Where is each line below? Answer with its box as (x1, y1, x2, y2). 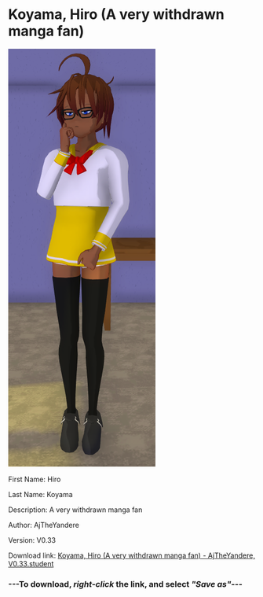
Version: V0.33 (8, 535, 57, 544)
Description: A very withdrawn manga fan (8, 505, 143, 514)
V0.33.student (8, 558, 54, 568)
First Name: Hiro (8, 474, 61, 484)
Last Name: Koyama (8, 489, 73, 499)
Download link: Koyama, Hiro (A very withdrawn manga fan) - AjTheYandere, (8, 551, 255, 560)
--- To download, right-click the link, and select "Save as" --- (8, 578, 243, 589)
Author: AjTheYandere (8, 520, 80, 529)
